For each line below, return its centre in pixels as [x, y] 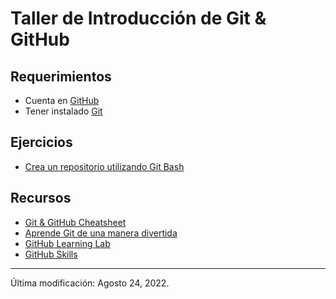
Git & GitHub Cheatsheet [75, 222]
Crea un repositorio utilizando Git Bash [104, 166]
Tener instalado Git [63, 111]
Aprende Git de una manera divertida [101, 233]
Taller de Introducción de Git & [138, 18]
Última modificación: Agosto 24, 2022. [90, 283]
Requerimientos [61, 76]
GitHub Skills [51, 254]
